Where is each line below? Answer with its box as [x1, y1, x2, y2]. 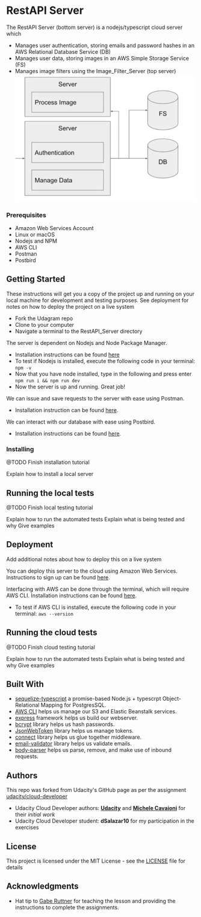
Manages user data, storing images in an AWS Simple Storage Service [14, 54, 190, 62]
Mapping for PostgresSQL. [40, 701, 107, 709]
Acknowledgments [6, 881, 79, 892]
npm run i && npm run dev [14, 378, 80, 384]
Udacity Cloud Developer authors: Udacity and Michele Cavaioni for [14, 805, 186, 812]
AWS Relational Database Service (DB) [14, 48, 111, 55]
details [6, 864, 23, 871]
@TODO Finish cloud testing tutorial [6, 643, 95, 651]
